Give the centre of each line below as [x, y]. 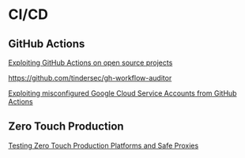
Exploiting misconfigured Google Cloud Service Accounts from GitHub [122, 93]
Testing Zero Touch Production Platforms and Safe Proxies [104, 145]
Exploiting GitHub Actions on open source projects [90, 62]
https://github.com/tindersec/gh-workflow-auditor [90, 78]
